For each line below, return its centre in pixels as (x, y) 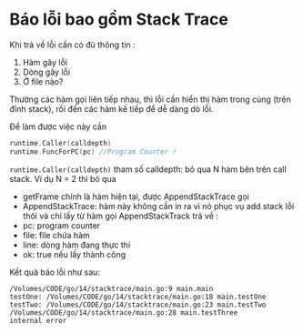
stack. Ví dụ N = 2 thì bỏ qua (63, 178)
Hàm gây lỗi (45, 62)
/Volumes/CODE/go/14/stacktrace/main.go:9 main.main (111, 288)
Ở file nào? (43, 81)
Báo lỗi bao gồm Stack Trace (119, 20)
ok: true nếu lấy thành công (74, 254)
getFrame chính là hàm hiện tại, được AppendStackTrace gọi (136, 197)
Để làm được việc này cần (58, 126)
